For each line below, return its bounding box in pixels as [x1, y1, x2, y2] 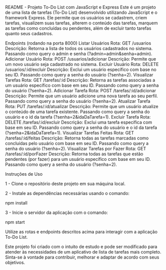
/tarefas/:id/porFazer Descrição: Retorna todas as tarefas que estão [5, 151, 144, 157]
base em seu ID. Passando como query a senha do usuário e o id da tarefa [5, 125, 158, 131]
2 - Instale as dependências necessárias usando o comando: [5, 191, 130, 196]
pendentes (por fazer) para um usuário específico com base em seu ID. [5, 156, 151, 162]
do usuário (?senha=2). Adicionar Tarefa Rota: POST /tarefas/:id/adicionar [5, 88, 156, 93]
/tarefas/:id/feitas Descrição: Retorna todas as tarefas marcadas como [5, 135, 149, 141]
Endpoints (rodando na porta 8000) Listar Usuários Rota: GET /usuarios [5, 40, 151, 46]
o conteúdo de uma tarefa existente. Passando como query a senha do [5, 109, 150, 115]
